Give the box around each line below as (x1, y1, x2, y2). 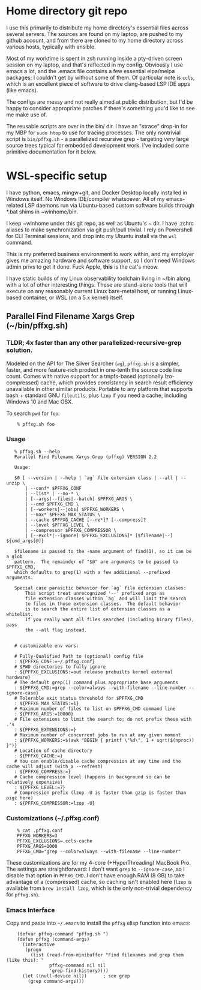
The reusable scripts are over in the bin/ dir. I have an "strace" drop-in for (6, 122, 188, 130)
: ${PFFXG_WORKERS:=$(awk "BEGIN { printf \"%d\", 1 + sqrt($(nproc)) (14, 737, 195, 743)
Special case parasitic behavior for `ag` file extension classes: (14, 585, 187, 591)
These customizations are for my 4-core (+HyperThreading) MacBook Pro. (6, 859, 191, 866)
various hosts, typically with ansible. (6, 43, 96, 50)
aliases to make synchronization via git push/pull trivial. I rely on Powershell (6, 226, 193, 233)
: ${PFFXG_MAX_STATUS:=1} (14, 700, 79, 706)
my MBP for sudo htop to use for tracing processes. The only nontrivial (6, 129, 181, 136)
